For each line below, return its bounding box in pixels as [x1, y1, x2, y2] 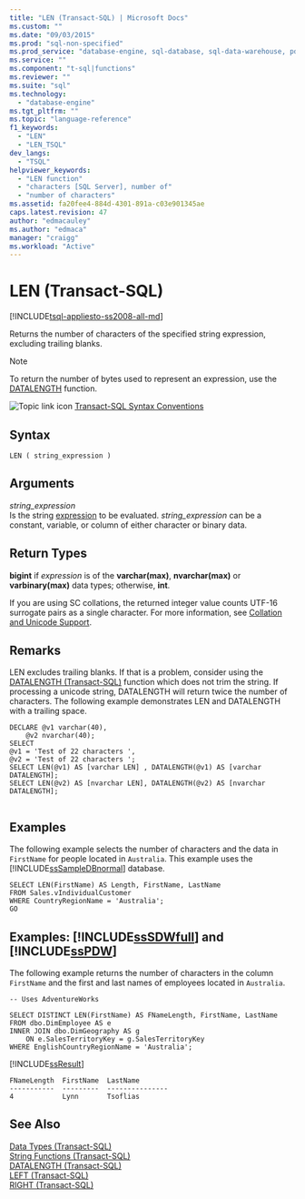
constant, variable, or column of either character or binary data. [9, 519, 248, 530]
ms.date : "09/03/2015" [9, 30, 95, 39]
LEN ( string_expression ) [9, 451, 112, 460]
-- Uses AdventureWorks [9, 995, 100, 1004]
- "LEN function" [17, 174, 84, 183]
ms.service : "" [9, 55, 67, 65]
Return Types [9, 546, 88, 561]
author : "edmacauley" [9, 216, 92, 226]
